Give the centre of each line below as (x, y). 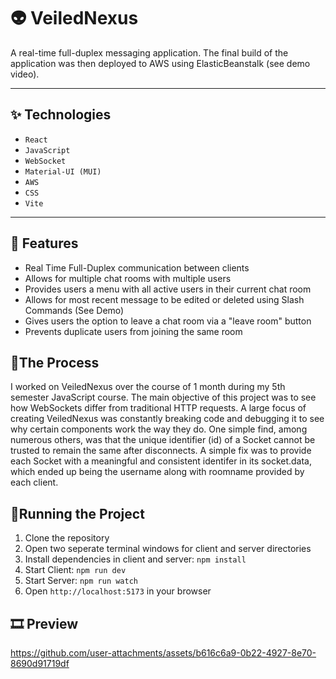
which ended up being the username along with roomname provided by (157, 472)
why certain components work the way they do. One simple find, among (159, 429)
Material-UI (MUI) (63, 171)
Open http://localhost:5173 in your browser (118, 591)
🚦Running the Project (77, 513)
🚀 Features (44, 243)
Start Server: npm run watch (81, 581)
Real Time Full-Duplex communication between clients (137, 267)
